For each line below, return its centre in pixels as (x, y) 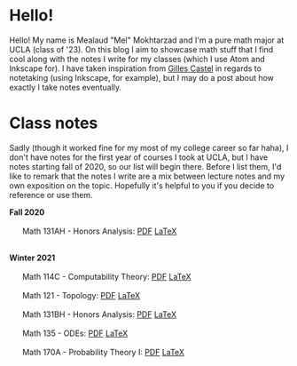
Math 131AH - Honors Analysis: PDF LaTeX (99, 231)
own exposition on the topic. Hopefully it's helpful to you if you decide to (142, 185)
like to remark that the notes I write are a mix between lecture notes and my (147, 176)
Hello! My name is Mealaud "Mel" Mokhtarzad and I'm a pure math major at (147, 40)
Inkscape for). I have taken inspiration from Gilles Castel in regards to (135, 68)
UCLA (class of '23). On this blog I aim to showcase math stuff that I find (141, 49)
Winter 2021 (32, 258)
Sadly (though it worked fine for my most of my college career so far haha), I (149, 147)
